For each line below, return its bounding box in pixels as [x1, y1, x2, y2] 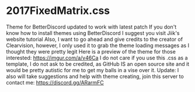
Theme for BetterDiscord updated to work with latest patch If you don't [6, 23, 177, 30]
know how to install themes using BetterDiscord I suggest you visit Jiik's [6, 29, 180, 36]
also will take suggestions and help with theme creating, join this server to [6, 73, 184, 80]
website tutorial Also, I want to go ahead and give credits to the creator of [6, 36, 183, 43]
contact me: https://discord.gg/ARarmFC [6, 79, 104, 86]
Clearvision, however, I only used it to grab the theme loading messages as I [6, 42, 190, 49]
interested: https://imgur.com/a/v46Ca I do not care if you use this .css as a [6, 54, 188, 61]
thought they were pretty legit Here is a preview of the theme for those [6, 48, 176, 55]
